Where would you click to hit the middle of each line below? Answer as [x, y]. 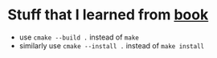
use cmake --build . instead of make [79, 37]
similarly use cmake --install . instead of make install [112, 45]
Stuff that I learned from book [108, 15]
